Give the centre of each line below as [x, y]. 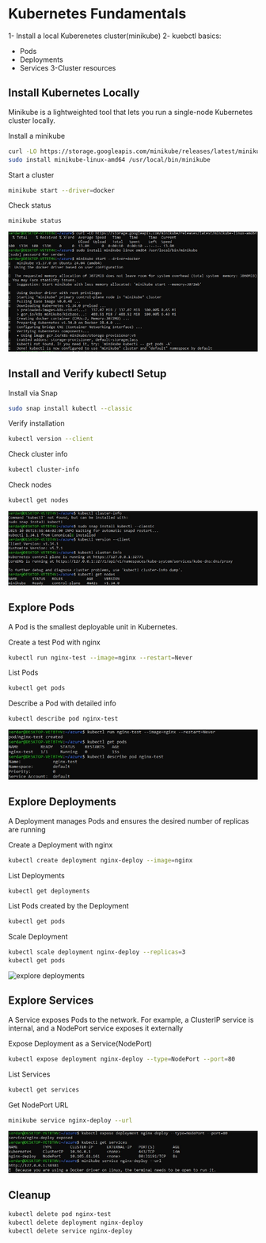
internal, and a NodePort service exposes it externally [96, 1028]
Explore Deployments [63, 802]
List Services [29, 1074]
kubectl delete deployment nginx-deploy [76, 1223]
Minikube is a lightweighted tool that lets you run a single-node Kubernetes [131, 112]
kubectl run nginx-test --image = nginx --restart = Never [101, 658]
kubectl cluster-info [44, 470]
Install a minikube [37, 136]
